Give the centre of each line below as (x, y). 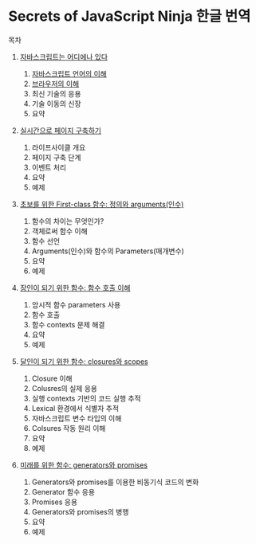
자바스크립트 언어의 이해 (69, 73)
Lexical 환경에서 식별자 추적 (75, 408)
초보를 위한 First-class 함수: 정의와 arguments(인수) (102, 204)
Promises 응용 (55, 502)
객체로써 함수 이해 (59, 231)
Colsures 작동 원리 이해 (69, 428)
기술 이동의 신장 (56, 104)
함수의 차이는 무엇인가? (68, 221)
